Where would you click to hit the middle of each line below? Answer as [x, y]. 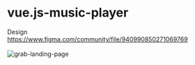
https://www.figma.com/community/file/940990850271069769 [97, 39]
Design [17, 32]
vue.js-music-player [68, 13]
